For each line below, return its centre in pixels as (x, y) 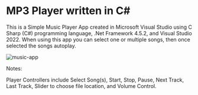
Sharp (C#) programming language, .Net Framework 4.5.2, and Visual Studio (99, 33)
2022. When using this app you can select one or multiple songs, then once (98, 39)
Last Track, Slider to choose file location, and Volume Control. (81, 86)
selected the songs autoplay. (41, 46)
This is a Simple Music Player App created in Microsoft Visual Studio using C (99, 27)
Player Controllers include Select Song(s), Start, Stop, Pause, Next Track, (95, 80)
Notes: (14, 68)
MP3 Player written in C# (68, 11)
